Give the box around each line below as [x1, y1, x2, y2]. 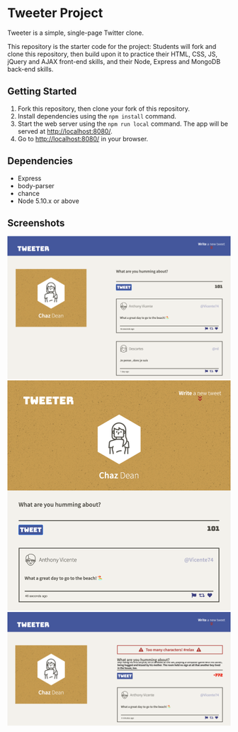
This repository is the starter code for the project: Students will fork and [7, 42, 217, 50]
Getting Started [7, 85, 77, 97]
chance [17, 189, 40, 197]
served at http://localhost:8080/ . [17, 126, 113, 136]
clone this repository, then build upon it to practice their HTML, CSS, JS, [7, 50, 218, 58]
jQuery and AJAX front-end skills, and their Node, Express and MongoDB [7, 57, 221, 65]
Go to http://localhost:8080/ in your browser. [17, 134, 149, 143]
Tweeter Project [7, 5, 103, 21]
